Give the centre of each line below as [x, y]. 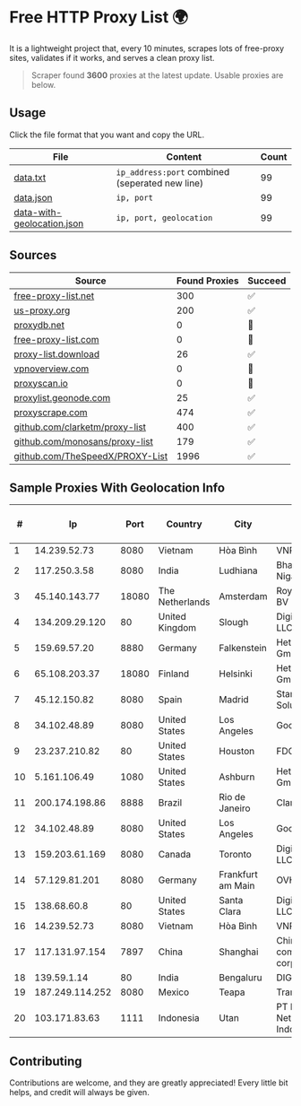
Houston [237, 752]
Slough [234, 623]
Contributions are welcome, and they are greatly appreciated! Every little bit [149, 1083]
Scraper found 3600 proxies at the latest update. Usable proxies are [157, 75]
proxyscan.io [41, 383]
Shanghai [239, 952]
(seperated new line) [160, 183]
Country [185, 524]
